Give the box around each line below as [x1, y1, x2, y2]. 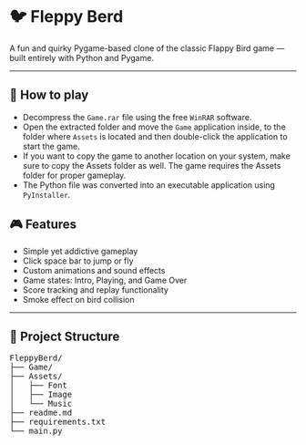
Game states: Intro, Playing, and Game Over [22, 274, 188, 285]
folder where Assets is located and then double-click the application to [22, 130, 289, 141]
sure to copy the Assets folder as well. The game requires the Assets [22, 160, 281, 171]
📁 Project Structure [9, 328, 120, 344]
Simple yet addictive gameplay [22, 245, 138, 256]
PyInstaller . [22, 189, 71, 200]
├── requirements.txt [9, 417, 107, 428]
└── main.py [9, 426, 63, 437]
